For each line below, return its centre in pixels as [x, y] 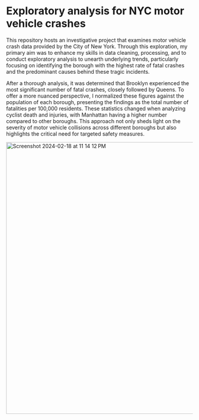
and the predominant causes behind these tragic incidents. [78, 71]
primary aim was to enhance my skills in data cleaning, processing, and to [96, 52]
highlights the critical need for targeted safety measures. [76, 134]
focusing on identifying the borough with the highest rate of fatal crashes [95, 65]
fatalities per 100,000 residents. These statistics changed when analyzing [96, 108]
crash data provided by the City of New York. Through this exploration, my [97, 46]
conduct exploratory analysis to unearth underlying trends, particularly [92, 59]
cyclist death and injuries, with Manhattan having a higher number [87, 115]
